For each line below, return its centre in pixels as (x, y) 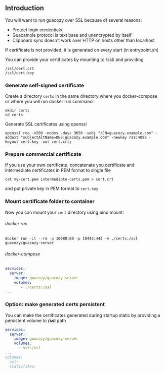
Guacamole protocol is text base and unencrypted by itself (72, 35)
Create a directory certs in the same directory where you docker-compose (81, 96)
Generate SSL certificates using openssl (46, 124)
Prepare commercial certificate (43, 154)
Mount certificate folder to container (50, 201)
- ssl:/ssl (29, 348)
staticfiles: (23, 367)
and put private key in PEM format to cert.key (52, 188)
